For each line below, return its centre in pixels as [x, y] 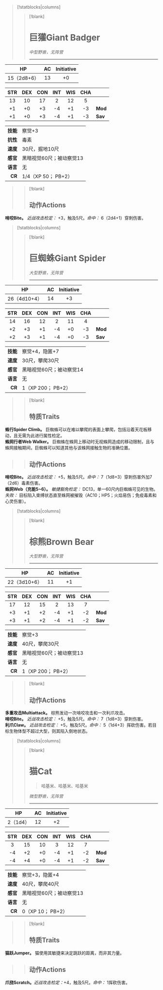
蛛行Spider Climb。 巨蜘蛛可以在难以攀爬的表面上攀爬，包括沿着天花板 [76, 429]
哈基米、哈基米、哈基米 [65, 786]
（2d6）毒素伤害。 [24, 483]
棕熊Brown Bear [61, 542]
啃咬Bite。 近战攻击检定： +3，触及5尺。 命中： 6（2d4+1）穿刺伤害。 [76, 218]
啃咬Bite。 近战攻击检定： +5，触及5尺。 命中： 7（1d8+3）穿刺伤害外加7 [79, 477]
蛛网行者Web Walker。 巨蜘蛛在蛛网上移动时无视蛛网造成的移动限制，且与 [80, 441]
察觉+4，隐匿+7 [41, 351]
